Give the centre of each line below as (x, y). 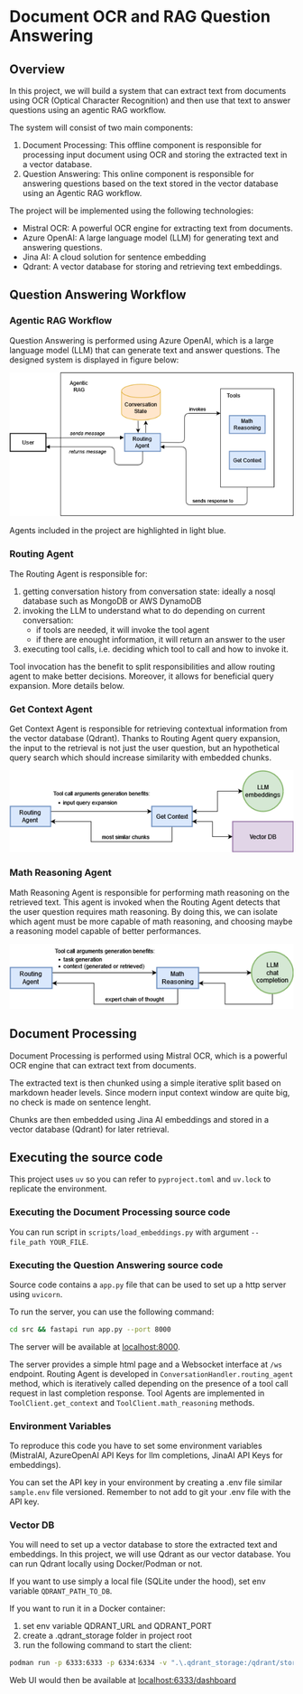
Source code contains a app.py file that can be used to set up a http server (148, 1285)
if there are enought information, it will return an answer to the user (161, 639)
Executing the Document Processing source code (120, 1212)
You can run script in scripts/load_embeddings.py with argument (129, 1232)
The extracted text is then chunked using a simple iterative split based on (145, 1083)
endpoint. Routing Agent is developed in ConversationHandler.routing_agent (151, 1374)
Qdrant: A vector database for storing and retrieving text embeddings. (152, 267)
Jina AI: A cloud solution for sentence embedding (114, 257)
